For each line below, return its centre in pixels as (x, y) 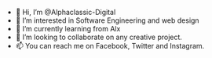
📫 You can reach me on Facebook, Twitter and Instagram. (110, 46)
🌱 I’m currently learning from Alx (68, 29)
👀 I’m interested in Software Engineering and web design (107, 20)
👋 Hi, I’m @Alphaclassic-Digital (66, 12)
